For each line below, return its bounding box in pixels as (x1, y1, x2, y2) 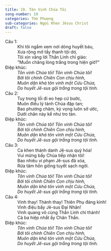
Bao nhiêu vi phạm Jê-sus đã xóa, (17, 158, 86, 164)
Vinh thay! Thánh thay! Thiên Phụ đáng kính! (17, 199, 107, 205)
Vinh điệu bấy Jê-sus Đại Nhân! (17, 204, 82, 210)
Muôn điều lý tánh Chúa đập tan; (17, 101, 84, 107)
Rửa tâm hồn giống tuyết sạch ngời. (17, 163, 89, 169)
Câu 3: (5, 142, 19, 148)
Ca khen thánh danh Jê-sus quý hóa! (17, 147, 92, 154)
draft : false (5, 25, 32, 30)
